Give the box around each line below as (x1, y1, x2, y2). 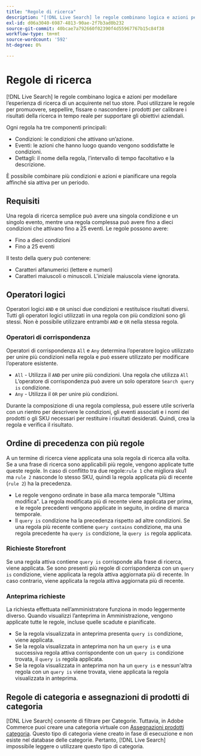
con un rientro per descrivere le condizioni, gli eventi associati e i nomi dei (6, 408, 190, 415)
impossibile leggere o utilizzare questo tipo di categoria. (6, 742, 145, 749)
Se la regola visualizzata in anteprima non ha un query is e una (14, 643, 171, 650)
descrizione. (14, 161, 46, 168)
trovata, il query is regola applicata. (14, 655, 103, 663)
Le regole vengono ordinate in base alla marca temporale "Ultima (14, 491, 175, 498)
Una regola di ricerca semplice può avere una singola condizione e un (6, 212, 178, 219)
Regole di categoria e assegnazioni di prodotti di (6, 692, 190, 702)
